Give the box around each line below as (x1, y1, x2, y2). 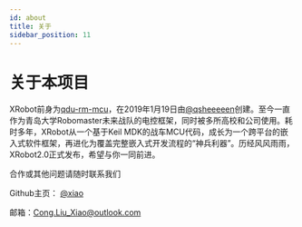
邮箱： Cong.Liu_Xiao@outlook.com (9, 207, 141, 218)
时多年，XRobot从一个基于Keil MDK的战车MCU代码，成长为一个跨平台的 (9, 126, 281, 137)
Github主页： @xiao (9, 188, 84, 199)
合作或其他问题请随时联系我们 (9, 169, 121, 180)
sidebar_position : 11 (9, 30, 92, 39)
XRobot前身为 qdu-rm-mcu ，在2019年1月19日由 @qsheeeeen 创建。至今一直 (9, 104, 291, 114)
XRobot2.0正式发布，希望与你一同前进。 (9, 149, 161, 160)
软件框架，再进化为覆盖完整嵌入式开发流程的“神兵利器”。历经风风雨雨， (24, 138, 295, 149)
